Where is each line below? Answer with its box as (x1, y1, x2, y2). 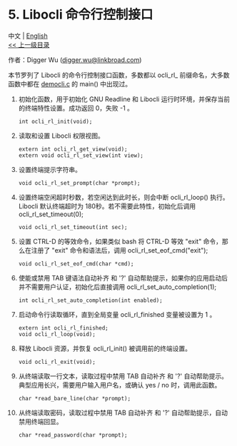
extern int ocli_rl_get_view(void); (18, 146, 128, 153)
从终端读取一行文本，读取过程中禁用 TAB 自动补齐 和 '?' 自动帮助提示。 (18, 372, 228, 380)
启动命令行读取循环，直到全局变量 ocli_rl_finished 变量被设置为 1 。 (18, 310, 216, 318)
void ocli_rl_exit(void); (18, 358, 96, 365)
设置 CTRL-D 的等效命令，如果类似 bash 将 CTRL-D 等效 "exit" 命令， (18, 237, 223, 245)
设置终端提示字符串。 (18, 165, 81, 173)
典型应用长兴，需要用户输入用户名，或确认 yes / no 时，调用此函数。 (18, 380, 221, 389)
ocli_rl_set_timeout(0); (18, 210, 84, 218)
